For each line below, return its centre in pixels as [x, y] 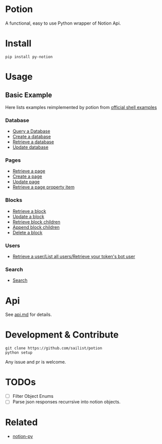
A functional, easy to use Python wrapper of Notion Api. [63, 23]
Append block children [36, 227]
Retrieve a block [29, 211]
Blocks [14, 200]
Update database [30, 147]
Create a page [27, 176]
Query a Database [31, 131]
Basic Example [29, 95]
